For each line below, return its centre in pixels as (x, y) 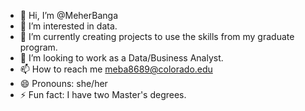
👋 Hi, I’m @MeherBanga (69, 15)
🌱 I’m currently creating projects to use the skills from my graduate (157, 36)
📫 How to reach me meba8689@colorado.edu (116, 69)
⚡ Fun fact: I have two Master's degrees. (103, 94)
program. (38, 47)
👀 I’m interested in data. (68, 26)
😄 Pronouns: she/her (63, 83)
